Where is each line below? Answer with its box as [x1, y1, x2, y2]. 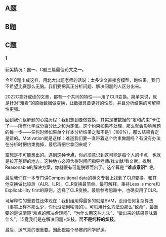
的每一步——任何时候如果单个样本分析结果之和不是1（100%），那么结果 [5, 129, 151, 135]
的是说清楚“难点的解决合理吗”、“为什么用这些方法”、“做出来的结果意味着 [9, 210, 158, 216]
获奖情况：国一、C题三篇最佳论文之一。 [5, 67, 86, 73]
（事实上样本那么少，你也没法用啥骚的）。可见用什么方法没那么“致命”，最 [5, 204, 154, 210]
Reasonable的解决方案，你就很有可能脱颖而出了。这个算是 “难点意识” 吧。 [5, 164, 157, 170]
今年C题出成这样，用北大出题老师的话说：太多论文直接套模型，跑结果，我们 [5, 77, 160, 83]
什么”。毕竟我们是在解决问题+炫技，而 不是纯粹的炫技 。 [5, 216, 119, 222]
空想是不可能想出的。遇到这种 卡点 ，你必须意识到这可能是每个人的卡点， [5, 152, 152, 158]
